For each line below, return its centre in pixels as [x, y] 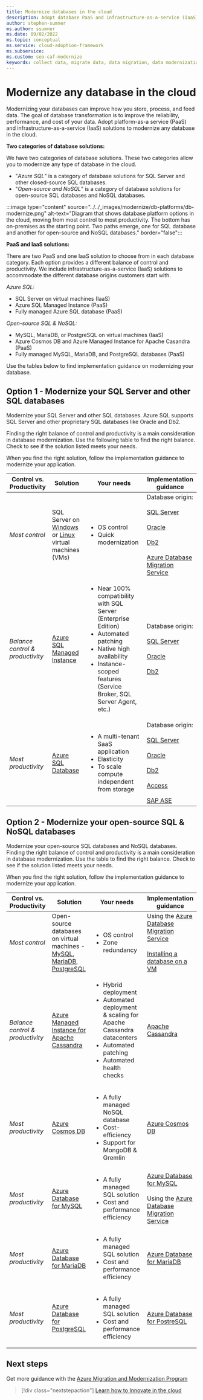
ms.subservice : [25, 51]
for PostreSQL [167, 1321]
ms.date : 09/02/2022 [32, 34]
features [109, 679]
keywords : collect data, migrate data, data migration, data [85, 62]
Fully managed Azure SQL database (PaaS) [69, 312]
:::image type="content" [36, 207]
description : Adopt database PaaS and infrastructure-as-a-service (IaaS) [102, 18]
